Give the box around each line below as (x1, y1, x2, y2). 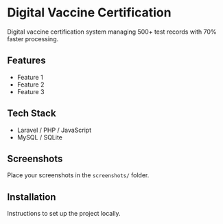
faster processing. (7, 34, 59, 43)
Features (7, 55, 46, 67)
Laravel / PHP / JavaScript (16, 126, 92, 134)
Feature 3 (16, 87, 45, 96)
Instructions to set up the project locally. (7, 210, 121, 218)
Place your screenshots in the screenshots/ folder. (7, 171, 150, 179)
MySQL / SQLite (16, 133, 63, 142)
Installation (7, 191, 56, 203)
